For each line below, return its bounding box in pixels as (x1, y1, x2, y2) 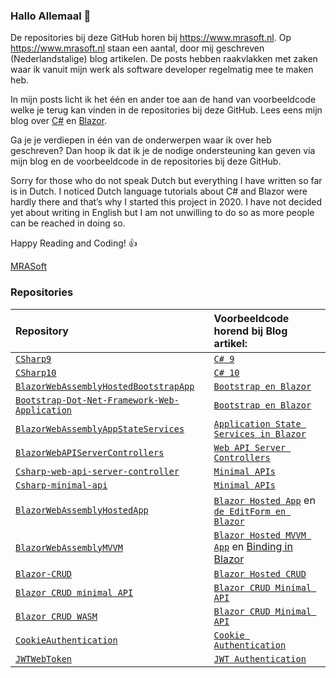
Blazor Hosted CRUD (213, 568, 307, 579)
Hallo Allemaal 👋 (10, 9, 92, 23)
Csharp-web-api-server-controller (15, 465, 180, 477)
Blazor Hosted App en (213, 493, 316, 507)
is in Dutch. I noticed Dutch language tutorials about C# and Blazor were (10, 185, 308, 198)
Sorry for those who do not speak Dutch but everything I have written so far (10, 175, 323, 187)
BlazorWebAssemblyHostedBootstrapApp (15, 380, 195, 392)
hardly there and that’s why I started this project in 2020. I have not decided (10, 196, 323, 208)
